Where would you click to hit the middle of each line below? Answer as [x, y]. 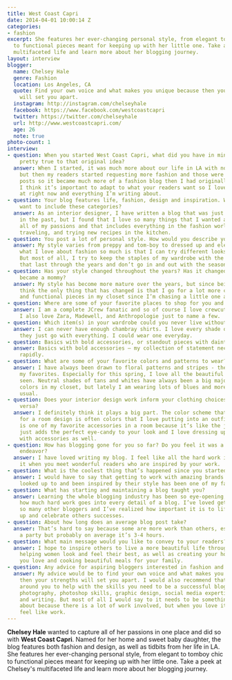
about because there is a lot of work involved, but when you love [118, 606]
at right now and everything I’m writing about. [91, 194]
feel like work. [43, 612]
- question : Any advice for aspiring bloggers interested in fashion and [116, 567]
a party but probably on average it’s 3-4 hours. [93, 535]
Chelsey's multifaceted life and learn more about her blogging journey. [108, 669]
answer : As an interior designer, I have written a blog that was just [119, 213]
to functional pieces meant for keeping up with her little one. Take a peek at [115, 661]
